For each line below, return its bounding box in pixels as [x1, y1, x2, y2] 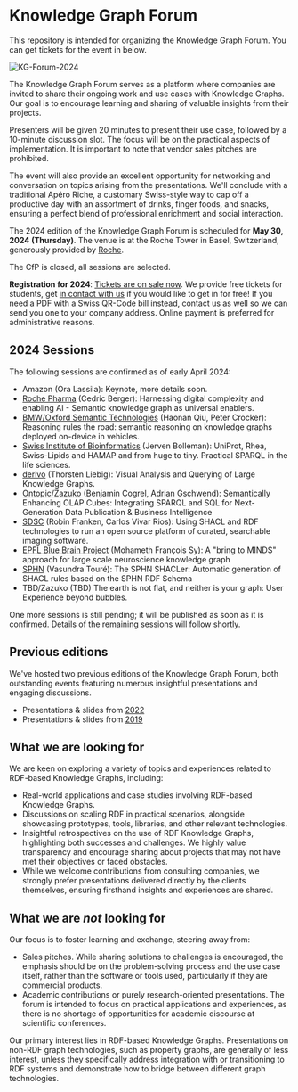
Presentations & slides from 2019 [21, 714, 143, 725]
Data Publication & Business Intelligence [65, 506, 213, 517]
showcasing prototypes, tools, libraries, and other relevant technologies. [21, 818, 287, 829]
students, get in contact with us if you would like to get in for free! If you [9, 288, 273, 299]
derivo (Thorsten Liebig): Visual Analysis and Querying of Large [21, 469, 256, 480]
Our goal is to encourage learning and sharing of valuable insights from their [9, 97, 289, 108]
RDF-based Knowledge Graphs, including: [9, 773, 164, 784]
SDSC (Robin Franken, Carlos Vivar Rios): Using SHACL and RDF [21, 516, 260, 527]
